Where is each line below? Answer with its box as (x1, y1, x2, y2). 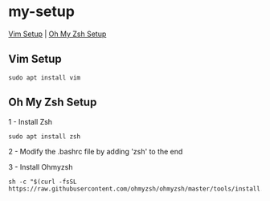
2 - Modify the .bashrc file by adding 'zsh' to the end (8, 146, 183, 156)
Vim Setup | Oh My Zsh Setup (8, 29, 107, 39)
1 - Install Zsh (8, 117, 53, 126)
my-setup (8, 2, 75, 21)
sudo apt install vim (8, 73, 81, 82)
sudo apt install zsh (8, 132, 81, 141)
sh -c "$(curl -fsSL (8, 178, 78, 186)
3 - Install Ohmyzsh (8, 162, 73, 171)
